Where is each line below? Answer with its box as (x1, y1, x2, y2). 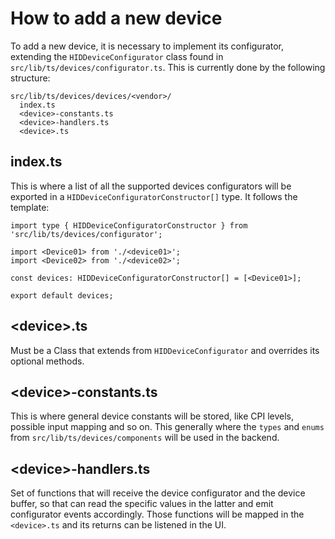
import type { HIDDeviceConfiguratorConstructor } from (10, 220, 248, 231)
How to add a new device (10, 7, 223, 30)
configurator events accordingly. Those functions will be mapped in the (10, 508, 305, 521)
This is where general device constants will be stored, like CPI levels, (10, 410, 295, 422)
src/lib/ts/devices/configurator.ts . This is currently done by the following (10, 61, 326, 73)
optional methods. (10, 355, 85, 367)
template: (10, 201, 50, 213)
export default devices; (10, 290, 114, 301)
